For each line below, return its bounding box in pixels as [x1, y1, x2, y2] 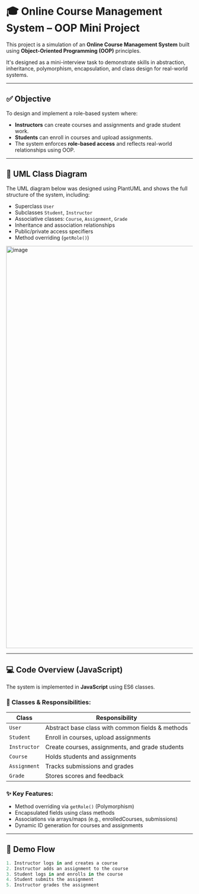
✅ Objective [6, 94, 52, 104]
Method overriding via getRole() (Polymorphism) [14, 803, 134, 810]
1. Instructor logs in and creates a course [6, 860, 118, 866]
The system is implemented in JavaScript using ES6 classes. [6, 683, 155, 690]
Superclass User [14, 202, 54, 210]
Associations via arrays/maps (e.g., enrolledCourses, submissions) [14, 815, 178, 822]
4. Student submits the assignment [6, 877, 94, 883]
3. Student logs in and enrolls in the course [6, 871, 123, 877]
